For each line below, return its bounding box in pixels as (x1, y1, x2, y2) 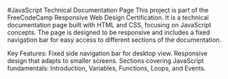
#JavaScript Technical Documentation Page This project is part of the (7, 6, 209, 14)
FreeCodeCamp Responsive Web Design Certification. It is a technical (7, 13, 209, 22)
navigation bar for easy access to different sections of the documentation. (7, 36, 222, 44)
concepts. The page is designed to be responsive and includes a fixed (7, 28, 210, 36)
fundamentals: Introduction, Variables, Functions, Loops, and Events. (7, 64, 206, 72)
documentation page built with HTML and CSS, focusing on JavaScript (7, 21, 212, 29)
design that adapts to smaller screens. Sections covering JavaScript (7, 57, 204, 65)
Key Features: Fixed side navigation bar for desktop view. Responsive (7, 49, 208, 57)
